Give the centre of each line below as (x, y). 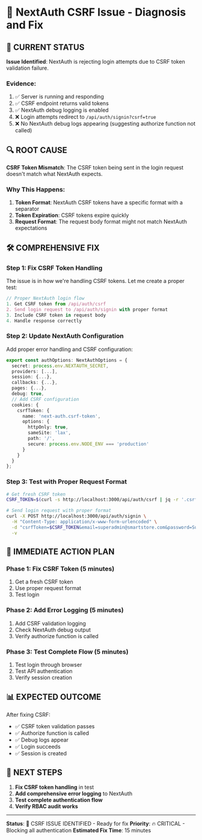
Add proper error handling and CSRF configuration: (70, 349)
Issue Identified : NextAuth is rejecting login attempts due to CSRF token (96, 62)
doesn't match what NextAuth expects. (55, 174)
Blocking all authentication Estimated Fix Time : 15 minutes (79, 830)
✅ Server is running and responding (59, 97)
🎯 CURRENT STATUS (45, 47)
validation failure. (28, 68)
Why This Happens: (36, 190)
